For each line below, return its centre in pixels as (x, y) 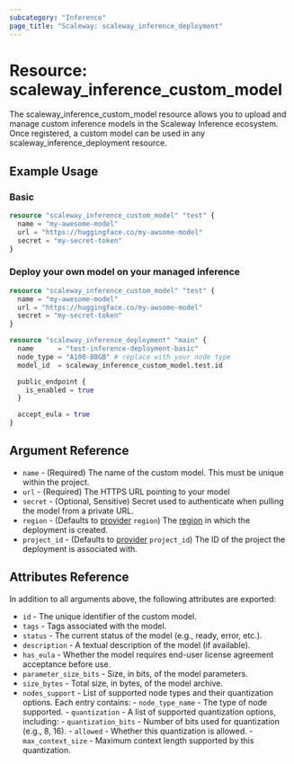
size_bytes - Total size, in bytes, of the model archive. (122, 683)
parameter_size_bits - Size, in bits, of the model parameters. (135, 673)
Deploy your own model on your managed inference (125, 272)
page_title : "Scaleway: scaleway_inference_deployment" (116, 26)
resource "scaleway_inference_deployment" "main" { (108, 341)
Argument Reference (69, 451)
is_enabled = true (60, 390)
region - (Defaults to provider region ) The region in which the (136, 520)
